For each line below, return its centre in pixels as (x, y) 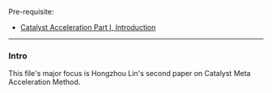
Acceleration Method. (45, 82)
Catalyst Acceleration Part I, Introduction (88, 27)
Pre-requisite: (31, 12)
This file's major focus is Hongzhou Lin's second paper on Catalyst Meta (130, 74)
